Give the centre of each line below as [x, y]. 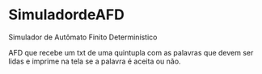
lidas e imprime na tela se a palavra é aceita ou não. [95, 61]
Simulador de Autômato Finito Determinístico [83, 37]
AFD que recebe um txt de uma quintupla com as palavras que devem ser [131, 52]
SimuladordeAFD [67, 15]
